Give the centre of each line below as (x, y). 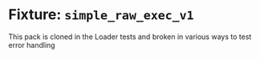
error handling (32, 44)
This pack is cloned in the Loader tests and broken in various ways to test (130, 37)
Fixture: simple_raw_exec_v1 (101, 15)
